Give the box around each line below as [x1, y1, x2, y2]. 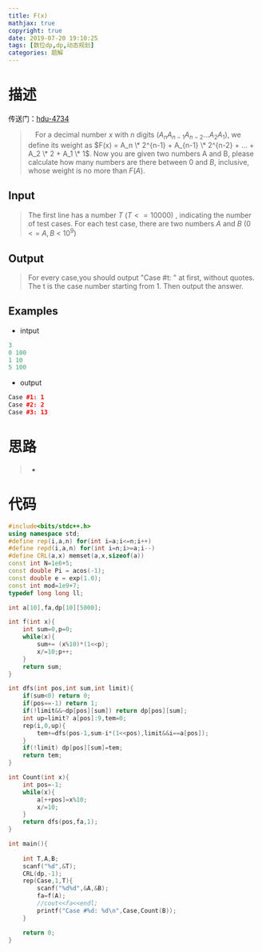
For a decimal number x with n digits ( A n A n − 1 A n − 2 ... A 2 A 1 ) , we [34, 130, 241, 141]
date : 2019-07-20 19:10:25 [8, 34, 98, 42]
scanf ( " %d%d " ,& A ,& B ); [37, 885, 109, 893]
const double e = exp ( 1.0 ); [8, 574, 102, 582]
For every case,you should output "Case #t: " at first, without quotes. [27, 273, 256, 282]
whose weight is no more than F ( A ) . [27, 166, 145, 175]
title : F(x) [8, 11, 48, 20]
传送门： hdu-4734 [8, 114, 69, 123]
